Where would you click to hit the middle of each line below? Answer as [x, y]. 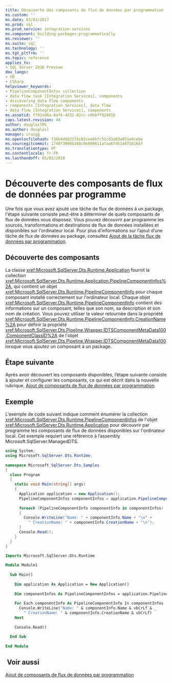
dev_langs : [17, 72]
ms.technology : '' [25, 48]
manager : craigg [23, 134]
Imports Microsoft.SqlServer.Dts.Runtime [50, 556]
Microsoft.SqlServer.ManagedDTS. [42, 442]
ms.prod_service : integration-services [48, 29]
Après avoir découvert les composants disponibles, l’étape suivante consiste [86, 375]
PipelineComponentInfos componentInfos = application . [79, 499]
